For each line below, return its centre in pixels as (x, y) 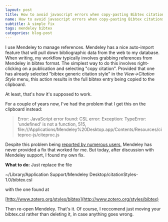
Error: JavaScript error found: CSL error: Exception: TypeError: (82, 119)
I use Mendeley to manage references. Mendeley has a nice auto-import (79, 47)
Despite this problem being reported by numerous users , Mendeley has (78, 144)
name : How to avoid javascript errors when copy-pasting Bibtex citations (85, 19)
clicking (13, 68)
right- (143, 63)
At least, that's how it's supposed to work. (48, 94)
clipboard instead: (24, 109)
